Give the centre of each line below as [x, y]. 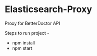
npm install [23, 43]
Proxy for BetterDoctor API [32, 23]
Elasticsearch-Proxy [48, 9]
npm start [22, 48]
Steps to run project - [27, 33]
